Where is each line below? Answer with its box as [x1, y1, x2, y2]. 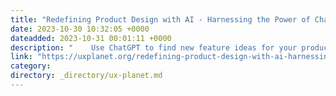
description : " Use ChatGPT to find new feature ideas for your [10, 42, 298, 53]
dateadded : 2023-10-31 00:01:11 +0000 [10, 33, 172, 43]
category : [10, 61, 52, 71]
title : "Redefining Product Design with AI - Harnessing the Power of [10, 14, 311, 25]
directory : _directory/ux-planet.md [10, 71, 163, 81]
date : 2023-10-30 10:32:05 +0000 [10, 24, 150, 34]
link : [10, 52, 33, 62]
